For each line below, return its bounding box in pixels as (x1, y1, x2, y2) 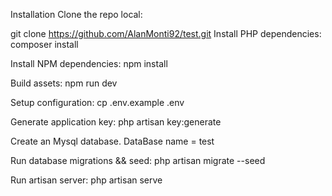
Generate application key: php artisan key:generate (10, 116, 222, 128)
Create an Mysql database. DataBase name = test (10, 135, 215, 147)
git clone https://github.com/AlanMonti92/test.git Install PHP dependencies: (10, 28, 322, 39)
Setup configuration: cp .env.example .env (10, 97, 185, 108)
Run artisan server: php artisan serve (10, 174, 163, 186)
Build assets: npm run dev (10, 77, 118, 89)
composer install (10, 39, 79, 50)
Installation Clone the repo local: (10, 9, 143, 20)
